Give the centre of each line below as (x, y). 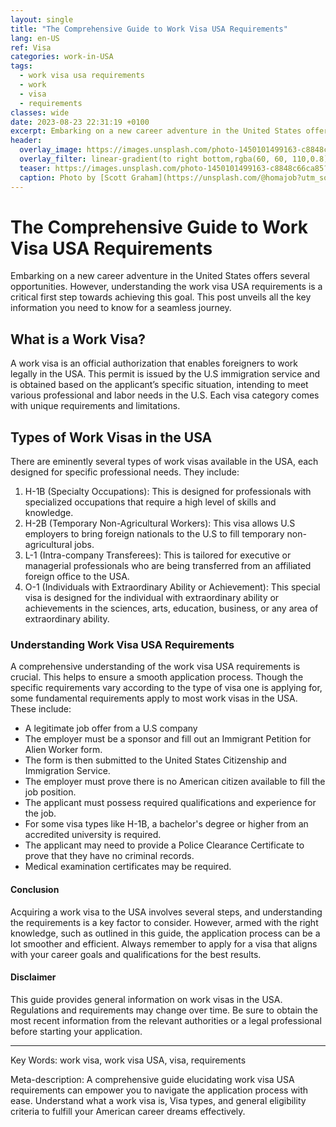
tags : (21, 66)
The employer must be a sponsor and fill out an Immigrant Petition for (168, 739)
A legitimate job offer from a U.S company (111, 728)
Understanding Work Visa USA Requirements (122, 644)
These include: (41, 709)
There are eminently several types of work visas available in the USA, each (164, 462)
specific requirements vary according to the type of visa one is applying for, (166, 688)
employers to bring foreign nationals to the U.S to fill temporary (154, 534)
